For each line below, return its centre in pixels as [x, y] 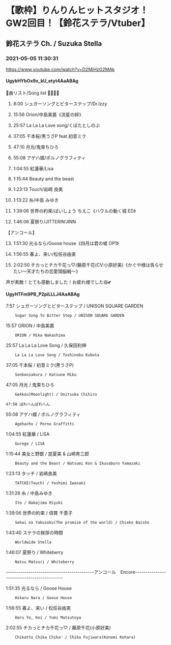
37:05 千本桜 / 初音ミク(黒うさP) [40, 365]
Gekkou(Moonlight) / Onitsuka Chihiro [56, 395]
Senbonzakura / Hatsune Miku [46, 375]
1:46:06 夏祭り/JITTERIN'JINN [45, 222]
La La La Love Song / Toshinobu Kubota [57, 355]
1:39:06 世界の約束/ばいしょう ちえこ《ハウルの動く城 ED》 [75, 211]
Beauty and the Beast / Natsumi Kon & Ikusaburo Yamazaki [78, 463]
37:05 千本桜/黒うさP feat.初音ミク [50, 136]
